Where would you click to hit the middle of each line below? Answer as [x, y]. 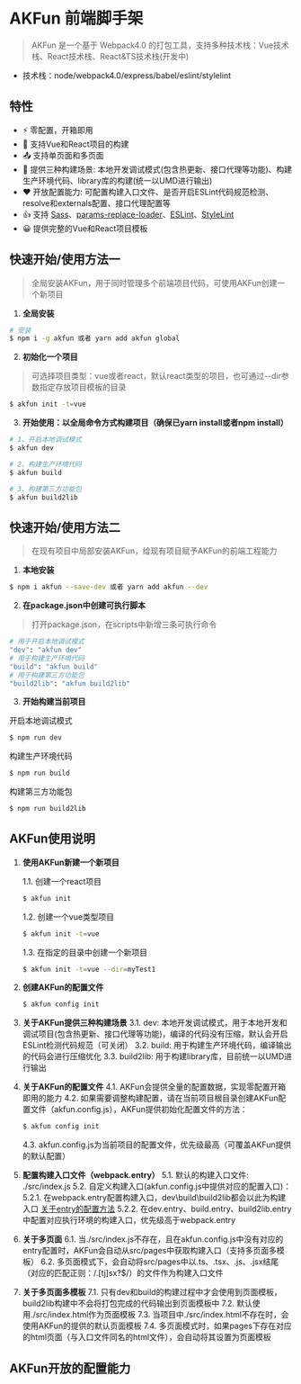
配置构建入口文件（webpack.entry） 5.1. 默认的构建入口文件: [135, 1175]
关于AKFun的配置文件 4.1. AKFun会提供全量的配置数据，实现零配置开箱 [154, 1087]
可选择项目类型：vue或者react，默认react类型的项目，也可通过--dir [156, 376]
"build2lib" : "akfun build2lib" [70, 683]
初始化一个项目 [50, 357]
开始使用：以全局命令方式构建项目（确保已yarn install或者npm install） [155, 423]
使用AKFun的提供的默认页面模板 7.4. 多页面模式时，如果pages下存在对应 [157, 1326]
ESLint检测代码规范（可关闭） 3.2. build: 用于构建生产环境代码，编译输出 [157, 1046]
